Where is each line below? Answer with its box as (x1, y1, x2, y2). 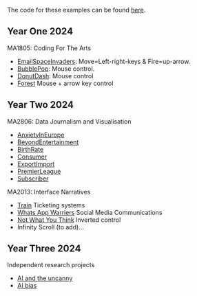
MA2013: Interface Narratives (7, 187, 91, 196)
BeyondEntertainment (17, 137, 79, 146)
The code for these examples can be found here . (7, 6, 146, 14)
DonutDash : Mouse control (17, 71, 94, 80)
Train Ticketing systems (17, 201, 85, 209)
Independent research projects (7, 261, 95, 269)
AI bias (17, 282, 37, 290)
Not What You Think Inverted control (17, 216, 121, 224)
